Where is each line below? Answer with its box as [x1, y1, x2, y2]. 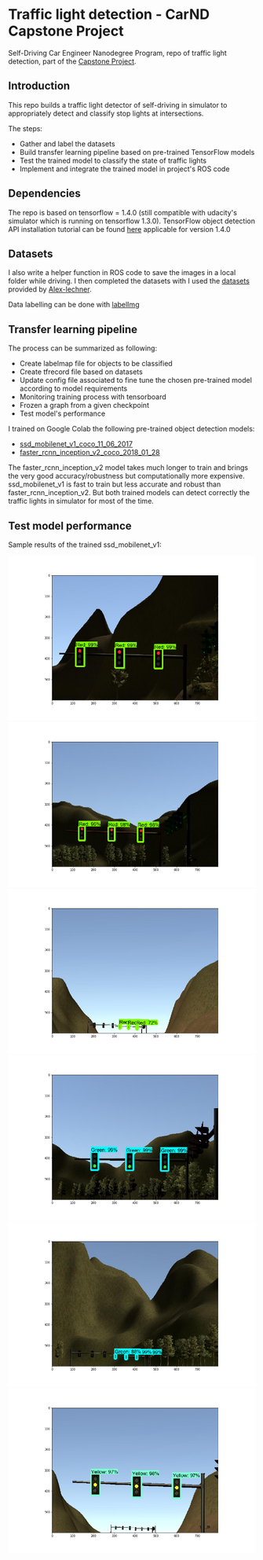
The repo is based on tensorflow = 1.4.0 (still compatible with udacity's [8, 207, 238, 217]
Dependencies [8, 187, 81, 200]
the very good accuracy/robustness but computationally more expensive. [8, 472, 245, 481]
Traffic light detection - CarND [8, 6, 210, 24]
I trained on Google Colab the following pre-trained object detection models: [8, 424, 255, 434]
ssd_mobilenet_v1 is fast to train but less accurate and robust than [8, 479, 221, 489]
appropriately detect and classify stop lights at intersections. [8, 108, 204, 118]
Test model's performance [19, 409, 106, 418]
